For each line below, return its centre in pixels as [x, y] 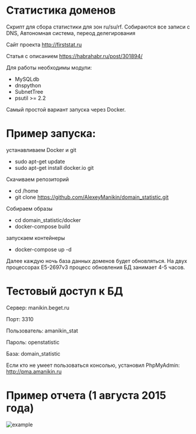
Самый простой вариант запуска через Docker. [66, 109]
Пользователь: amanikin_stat [42, 331]
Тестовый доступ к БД [65, 291]
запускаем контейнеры [36, 237]
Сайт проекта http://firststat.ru [44, 45]
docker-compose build [42, 226]
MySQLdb [27, 79]
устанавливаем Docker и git [41, 150]
